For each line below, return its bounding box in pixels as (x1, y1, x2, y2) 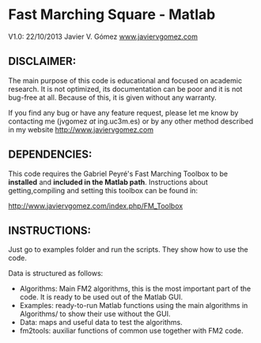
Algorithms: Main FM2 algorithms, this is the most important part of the (19, 284, 252, 294)
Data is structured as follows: (8, 269, 104, 278)
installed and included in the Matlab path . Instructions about (8, 177, 208, 187)
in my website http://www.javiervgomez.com (8, 124, 154, 134)
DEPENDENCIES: (8, 148, 93, 162)
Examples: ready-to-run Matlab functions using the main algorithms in (19, 301, 248, 311)
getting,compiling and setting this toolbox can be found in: (8, 185, 199, 195)
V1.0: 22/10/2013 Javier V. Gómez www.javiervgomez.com (8, 32, 199, 41)
